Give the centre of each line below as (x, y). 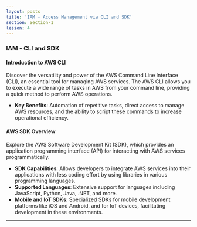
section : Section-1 (30, 22)
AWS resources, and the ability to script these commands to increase (98, 111)
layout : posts (23, 11)
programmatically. (28, 157)
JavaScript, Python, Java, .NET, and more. (66, 193)
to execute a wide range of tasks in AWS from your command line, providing (98, 88)
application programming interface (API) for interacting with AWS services (96, 151)
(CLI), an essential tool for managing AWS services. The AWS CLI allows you (98, 82)
